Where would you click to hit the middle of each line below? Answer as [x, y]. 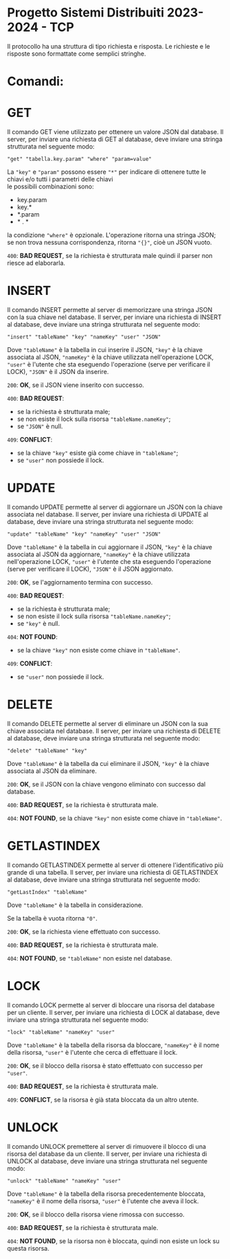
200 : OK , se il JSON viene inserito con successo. [76, 385]
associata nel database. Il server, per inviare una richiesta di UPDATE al [108, 514]
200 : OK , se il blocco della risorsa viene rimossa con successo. [96, 1214]
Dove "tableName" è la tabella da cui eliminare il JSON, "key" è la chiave [108, 763]
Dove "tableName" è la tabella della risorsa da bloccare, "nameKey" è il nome [113, 1045]
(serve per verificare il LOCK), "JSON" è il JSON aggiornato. [90, 569]
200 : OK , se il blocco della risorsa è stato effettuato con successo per [105, 1065]
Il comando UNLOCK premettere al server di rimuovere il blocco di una [107, 1146]
